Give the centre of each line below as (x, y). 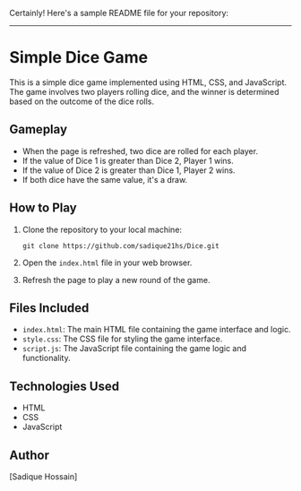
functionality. (46, 358)
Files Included (49, 308)
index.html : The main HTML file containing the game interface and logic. (156, 330)
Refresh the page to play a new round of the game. (116, 280)
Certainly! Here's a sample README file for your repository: (119, 13)
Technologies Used (64, 386)
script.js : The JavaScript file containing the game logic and (134, 349)
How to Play (43, 208)
